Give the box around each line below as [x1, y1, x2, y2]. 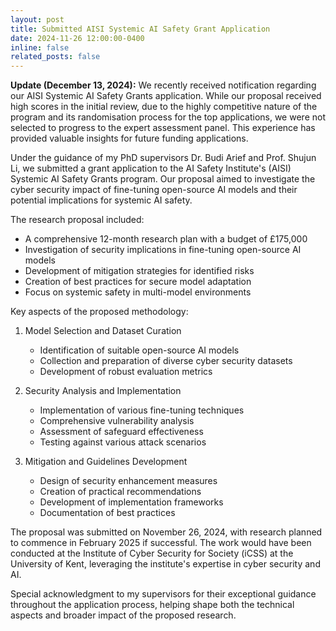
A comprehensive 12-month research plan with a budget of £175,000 [24, 233, 308, 245]
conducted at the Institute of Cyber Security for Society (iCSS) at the [10, 547, 294, 560]
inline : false [10, 42, 70, 53]
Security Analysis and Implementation [24, 385, 182, 397]
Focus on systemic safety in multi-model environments [24, 286, 252, 298]
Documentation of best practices [39, 507, 176, 519]
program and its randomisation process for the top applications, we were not [10, 111, 326, 123]
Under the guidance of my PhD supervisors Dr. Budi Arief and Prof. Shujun [10, 152, 317, 164]
